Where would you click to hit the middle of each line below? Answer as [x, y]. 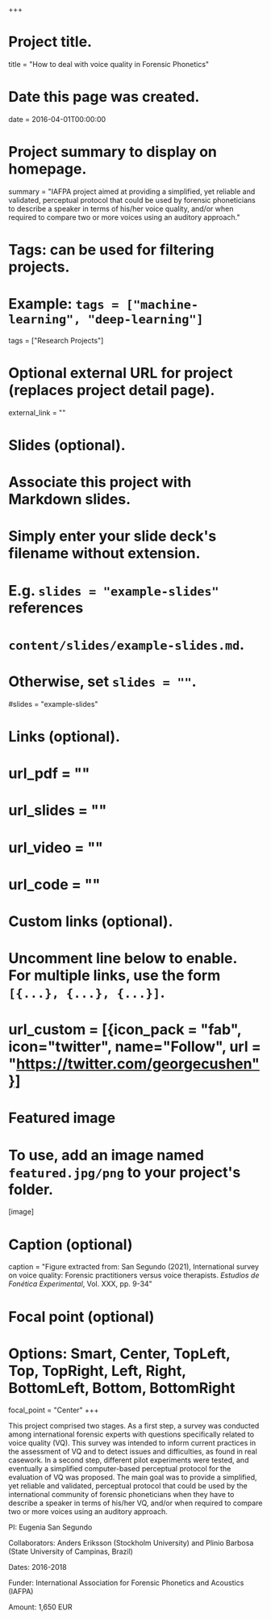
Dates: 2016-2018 [38, 1567]
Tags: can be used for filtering [111, 250]
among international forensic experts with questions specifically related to [131, 1434]
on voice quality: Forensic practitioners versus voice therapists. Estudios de [134, 1275]
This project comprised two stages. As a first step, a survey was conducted [134, 1426]
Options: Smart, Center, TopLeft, [119, 1353]
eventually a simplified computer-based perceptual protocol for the [120, 1469]
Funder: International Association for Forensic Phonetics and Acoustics [126, 1583]
